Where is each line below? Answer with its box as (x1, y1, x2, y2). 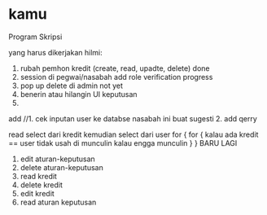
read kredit (20, 171, 57, 181)
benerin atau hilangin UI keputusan (20, 89, 138, 99)
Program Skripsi (8, 32, 63, 42)
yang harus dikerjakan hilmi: (8, 47, 103, 57)
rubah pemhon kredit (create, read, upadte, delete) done (20, 63, 210, 73)
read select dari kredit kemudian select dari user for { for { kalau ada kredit (8, 129, 259, 139)
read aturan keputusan (20, 197, 97, 207)
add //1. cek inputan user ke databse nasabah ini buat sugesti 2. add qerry (8, 113, 258, 123)
